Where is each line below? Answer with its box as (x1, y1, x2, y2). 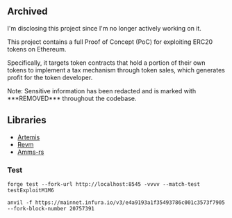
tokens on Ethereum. (7, 45, 67, 53)
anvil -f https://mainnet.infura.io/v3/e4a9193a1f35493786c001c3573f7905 (7, 198, 226, 206)
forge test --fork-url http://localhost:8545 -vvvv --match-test (7, 180, 200, 187)
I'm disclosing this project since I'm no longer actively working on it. (7, 24, 201, 32)
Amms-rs (17, 148, 44, 156)
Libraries (7, 114, 47, 126)
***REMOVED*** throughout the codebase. (7, 94, 137, 102)
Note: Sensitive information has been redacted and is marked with (7, 86, 197, 95)
